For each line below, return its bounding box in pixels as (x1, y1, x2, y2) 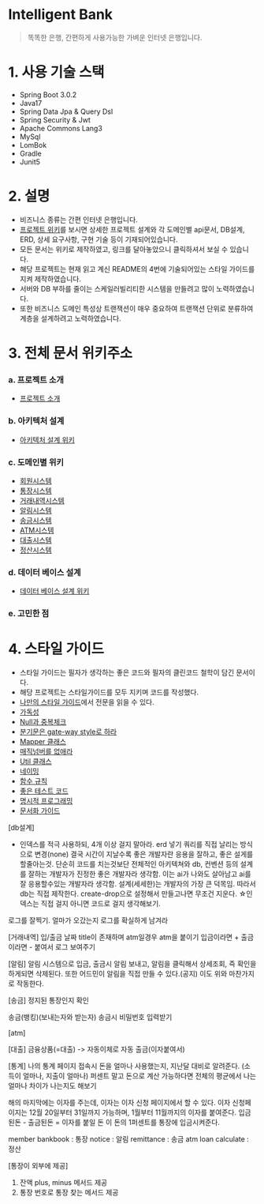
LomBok (19, 140, 47, 149)
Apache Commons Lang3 (19, 123, 102, 133)
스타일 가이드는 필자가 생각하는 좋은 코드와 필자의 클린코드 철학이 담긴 (19, 668, 235, 677)
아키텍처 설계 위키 (19, 435, 75, 444)
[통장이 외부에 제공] (8, 1161, 69, 1171)
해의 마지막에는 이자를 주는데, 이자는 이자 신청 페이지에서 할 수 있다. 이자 (8, 1098, 231, 1108)
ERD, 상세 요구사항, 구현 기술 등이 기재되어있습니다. (19, 235, 179, 244)
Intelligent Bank (8, 6, 113, 24)
